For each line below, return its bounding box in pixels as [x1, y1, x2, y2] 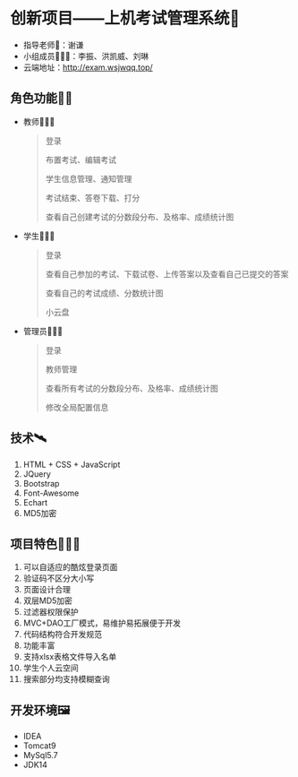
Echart [22, 496, 48, 507]
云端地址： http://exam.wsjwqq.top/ [22, 62, 153, 73]
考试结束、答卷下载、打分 [45, 192, 140, 203]
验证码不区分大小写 [22, 573, 95, 583]
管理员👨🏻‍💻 [22, 325, 64, 336]
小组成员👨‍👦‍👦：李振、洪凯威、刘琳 [22, 50, 149, 61]
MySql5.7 [22, 750, 59, 761]
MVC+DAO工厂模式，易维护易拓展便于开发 [22, 617, 182, 628]
